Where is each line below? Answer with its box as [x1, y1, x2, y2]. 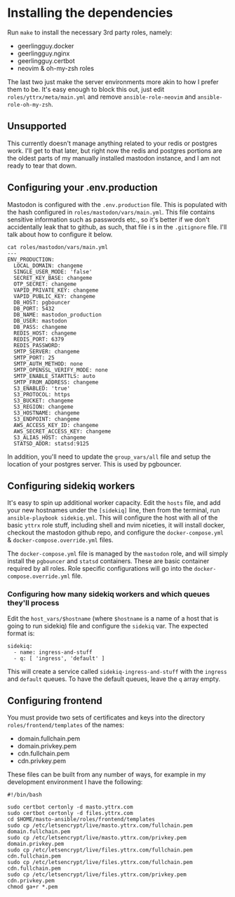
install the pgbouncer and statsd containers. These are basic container [7, 557, 210, 565]
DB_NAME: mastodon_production [13, 311, 102, 318]
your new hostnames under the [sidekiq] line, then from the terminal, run [7, 506, 220, 515]
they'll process [7, 598, 60, 608]
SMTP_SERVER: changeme [13, 348, 80, 355]
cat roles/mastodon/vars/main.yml [7, 243, 109, 250]
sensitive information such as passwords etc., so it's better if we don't [7, 215, 210, 224]
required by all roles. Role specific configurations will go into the [7, 565, 193, 573]
